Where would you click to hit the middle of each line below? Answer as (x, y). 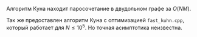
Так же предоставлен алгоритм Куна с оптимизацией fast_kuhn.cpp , (95, 20)
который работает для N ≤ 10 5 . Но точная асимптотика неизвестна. (94, 27)
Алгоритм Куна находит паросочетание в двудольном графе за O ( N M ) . (99, 9)
